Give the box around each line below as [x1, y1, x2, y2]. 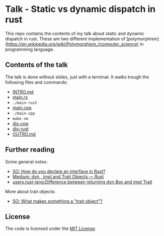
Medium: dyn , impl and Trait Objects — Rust [12, 173, 104, 179]
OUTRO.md [12, 131, 36, 137]
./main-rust [12, 100, 37, 105]
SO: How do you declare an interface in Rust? [12, 168, 106, 174]
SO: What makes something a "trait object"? [12, 198, 103, 204]
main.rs [12, 94, 28, 100]
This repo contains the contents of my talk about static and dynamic [5, 30, 145, 36]
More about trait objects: [5, 188, 56, 194]
